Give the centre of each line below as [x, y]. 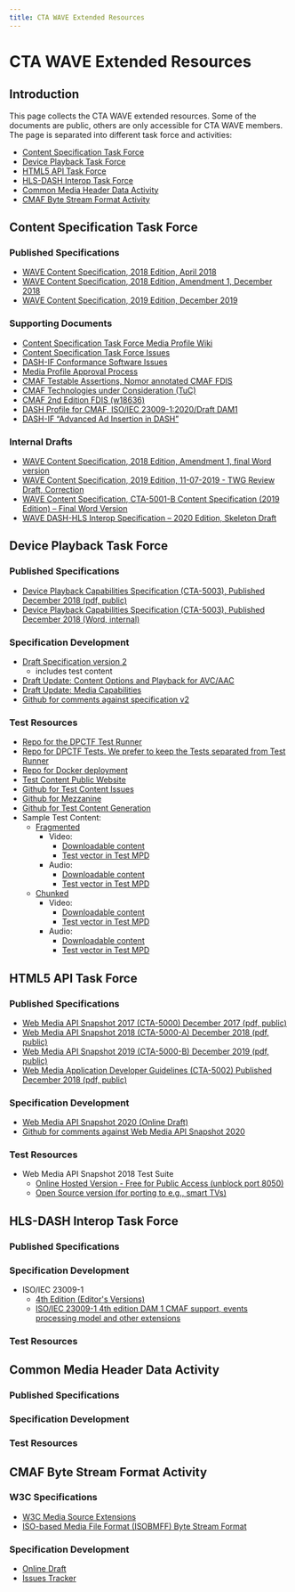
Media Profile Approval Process [80, 371]
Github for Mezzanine [62, 799]
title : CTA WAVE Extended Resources [77, 17]
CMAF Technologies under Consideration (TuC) [109, 390]
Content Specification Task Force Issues [96, 352]
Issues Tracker [49, 1579]
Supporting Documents [61, 323]
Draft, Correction [53, 489]
